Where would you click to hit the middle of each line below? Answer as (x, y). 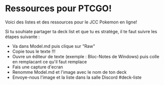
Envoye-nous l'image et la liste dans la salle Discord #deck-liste (77, 77)
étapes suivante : (23, 37)
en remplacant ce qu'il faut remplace (49, 62)
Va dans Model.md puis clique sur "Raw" (54, 46)
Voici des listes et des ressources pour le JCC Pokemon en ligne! (71, 22)
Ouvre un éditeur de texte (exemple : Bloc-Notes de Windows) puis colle (86, 56)
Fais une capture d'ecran (37, 67)
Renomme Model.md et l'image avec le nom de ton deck (69, 72)
